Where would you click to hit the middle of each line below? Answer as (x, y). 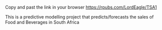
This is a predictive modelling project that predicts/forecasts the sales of (80, 17)
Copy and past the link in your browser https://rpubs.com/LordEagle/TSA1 (81, 7)
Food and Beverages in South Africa (42, 22)
